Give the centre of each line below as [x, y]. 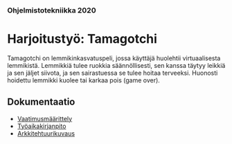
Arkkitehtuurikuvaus [46, 133]
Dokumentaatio [41, 102]
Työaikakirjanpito [42, 126]
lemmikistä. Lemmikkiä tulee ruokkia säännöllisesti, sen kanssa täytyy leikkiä [116, 65]
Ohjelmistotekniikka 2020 [52, 10]
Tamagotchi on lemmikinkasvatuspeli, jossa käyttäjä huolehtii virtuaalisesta [114, 58]
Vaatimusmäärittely [45, 118]
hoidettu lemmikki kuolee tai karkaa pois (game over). [84, 80]
